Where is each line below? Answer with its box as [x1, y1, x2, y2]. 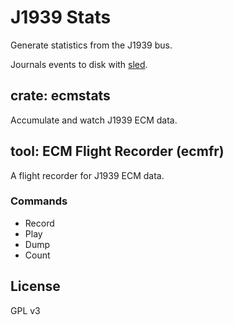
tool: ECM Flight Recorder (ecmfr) [10, 143, 225, 160]
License [10, 278, 61, 295]
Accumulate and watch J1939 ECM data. [10, 114, 178, 126]
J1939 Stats [10, 6, 112, 29]
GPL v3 [10, 304, 41, 316]
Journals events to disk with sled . [10, 58, 148, 70]
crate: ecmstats [10, 87, 111, 105]
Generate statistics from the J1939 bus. [10, 39, 173, 51]
